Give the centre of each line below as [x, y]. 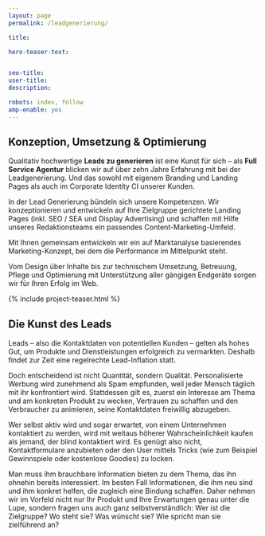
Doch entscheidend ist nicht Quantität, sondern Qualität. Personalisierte [126, 376]
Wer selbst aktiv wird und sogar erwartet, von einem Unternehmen [117, 425]
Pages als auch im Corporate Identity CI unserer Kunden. [101, 186]
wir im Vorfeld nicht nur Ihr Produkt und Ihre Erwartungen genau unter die [129, 499]
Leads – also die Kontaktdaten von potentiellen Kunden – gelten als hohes [129, 343]
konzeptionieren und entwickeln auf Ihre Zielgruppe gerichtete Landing [125, 210]
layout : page [30, 16]
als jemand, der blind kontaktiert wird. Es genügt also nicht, [105, 442]
